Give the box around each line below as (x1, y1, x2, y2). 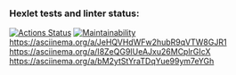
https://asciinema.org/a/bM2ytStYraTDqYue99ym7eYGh (9, 56, 215, 67)
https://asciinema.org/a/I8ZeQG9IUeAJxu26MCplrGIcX (9, 46, 211, 57)
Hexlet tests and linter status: (9, 7, 140, 20)
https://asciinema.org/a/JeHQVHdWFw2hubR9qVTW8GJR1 (9, 37, 227, 47)
